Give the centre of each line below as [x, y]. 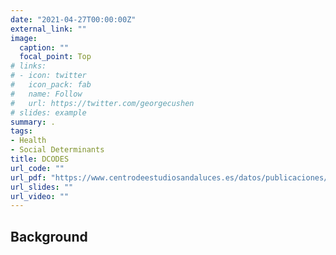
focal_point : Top [55, 57]
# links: [28, 66]
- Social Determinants [57, 150]
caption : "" [44, 47]
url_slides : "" [42, 187]
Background [49, 236]
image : [24, 38]
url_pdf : [28, 177]
